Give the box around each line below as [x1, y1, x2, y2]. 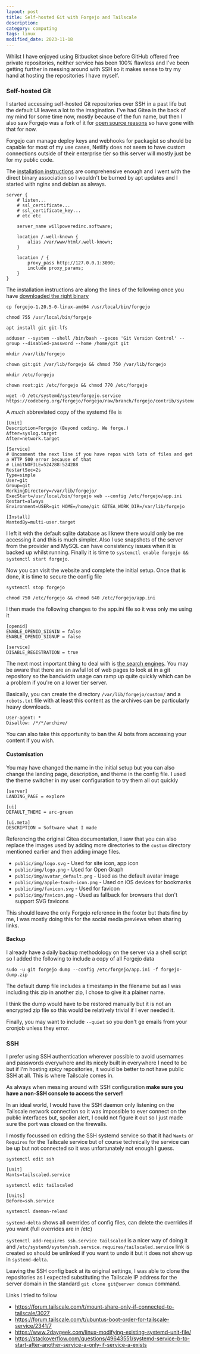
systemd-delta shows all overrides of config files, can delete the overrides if [6, 1219, 192, 1226]
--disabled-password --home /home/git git [21, 341, 129, 347]
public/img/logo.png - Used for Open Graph [14, 866, 124, 873]
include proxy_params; [27, 265, 84, 272]
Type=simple [6, 472, 36, 478]
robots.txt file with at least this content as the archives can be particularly [6, 697, 189, 704]
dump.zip [6, 971, 28, 978]
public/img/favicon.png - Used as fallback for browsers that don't [14, 891, 178, 898]
